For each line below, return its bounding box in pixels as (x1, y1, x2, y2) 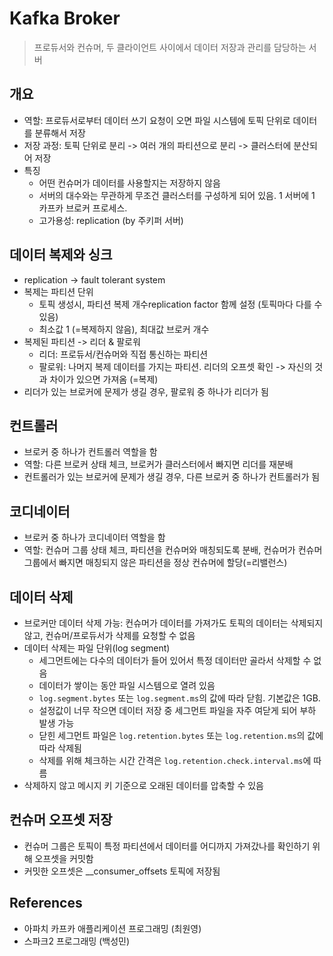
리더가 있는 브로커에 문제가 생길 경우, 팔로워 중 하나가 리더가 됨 (23, 385, 269, 397)
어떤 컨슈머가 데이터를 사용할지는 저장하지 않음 (38, 177, 221, 189)
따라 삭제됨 (38, 742, 82, 754)
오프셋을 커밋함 (34, 852, 94, 864)
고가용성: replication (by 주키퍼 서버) (38, 214, 184, 226)
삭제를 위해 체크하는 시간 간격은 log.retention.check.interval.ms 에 (38, 755, 312, 766)
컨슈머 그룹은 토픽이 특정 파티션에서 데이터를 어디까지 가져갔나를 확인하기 (23, 840, 311, 852)
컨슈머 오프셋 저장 (9, 812, 113, 829)
